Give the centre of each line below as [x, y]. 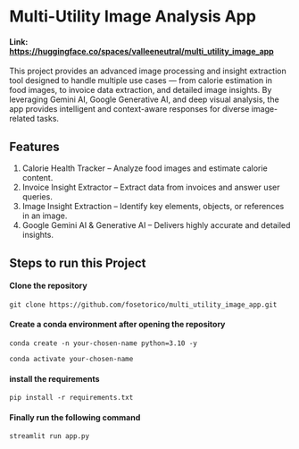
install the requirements [54, 378]
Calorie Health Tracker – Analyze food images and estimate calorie [145, 168]
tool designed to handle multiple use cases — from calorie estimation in [141, 80]
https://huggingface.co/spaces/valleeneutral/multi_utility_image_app [141, 51]
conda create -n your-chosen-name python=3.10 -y [104, 343]
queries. [37, 197]
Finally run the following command [75, 417]
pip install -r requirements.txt [71, 398]
